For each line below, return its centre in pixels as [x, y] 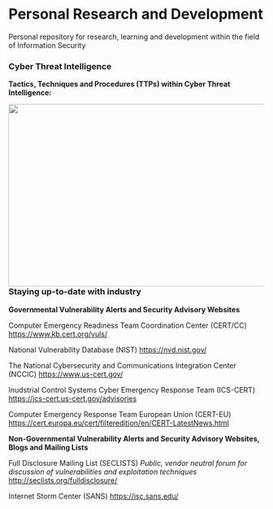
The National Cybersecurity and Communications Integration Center [123, 365]
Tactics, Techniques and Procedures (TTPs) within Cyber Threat [119, 84]
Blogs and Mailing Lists [48, 447]
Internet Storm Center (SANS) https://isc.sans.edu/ [93, 496]
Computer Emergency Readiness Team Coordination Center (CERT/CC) [128, 325]
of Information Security [47, 45]
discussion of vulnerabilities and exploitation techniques [103, 472]
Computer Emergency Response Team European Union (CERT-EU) [120, 414]
